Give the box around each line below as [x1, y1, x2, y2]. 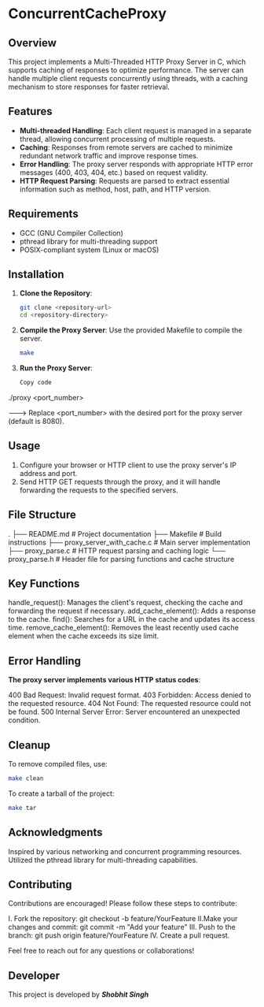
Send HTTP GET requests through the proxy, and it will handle [19, 477, 221, 486]
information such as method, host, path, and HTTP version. [19, 184, 211, 194]
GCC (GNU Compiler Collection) [19, 228, 124, 237]
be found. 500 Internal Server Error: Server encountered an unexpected [8, 707, 240, 717]
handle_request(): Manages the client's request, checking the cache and [8, 598, 244, 608]
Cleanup [8, 738, 51, 752]
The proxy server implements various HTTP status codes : [8, 675, 201, 685]
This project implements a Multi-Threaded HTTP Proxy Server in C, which [8, 57, 246, 66]
